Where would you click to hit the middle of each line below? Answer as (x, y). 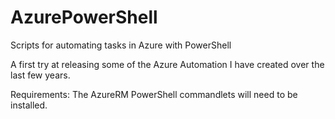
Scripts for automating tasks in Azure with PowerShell (121, 45)
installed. (29, 105)
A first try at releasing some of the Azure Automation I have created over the (167, 64)
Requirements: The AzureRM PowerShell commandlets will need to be (154, 94)
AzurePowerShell (84, 17)
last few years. (40, 75)
